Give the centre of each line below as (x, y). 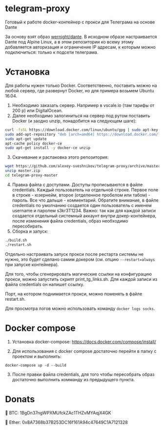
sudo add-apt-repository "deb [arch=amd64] (50, 134)
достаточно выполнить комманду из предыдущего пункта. (73, 379)
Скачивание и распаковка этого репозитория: (60, 157)
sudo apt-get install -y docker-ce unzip (48, 148)
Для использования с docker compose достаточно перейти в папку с (84, 351)
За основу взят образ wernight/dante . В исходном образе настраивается (81, 37)
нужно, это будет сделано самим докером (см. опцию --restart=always (80, 259)
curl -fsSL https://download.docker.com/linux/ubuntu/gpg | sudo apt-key (82, 130)
